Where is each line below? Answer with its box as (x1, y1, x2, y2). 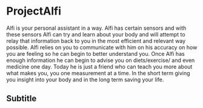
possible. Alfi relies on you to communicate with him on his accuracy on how (6, 44, 198, 51)
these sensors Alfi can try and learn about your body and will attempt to (6, 30, 186, 38)
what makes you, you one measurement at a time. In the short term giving (6, 69, 190, 76)
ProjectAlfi (6, 4, 62, 18)
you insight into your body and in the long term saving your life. (6, 76, 164, 83)
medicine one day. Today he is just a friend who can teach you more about (6, 62, 193, 70)
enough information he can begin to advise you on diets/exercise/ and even (6, 56, 195, 64)
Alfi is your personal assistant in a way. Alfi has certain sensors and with (6, 24, 187, 32)
